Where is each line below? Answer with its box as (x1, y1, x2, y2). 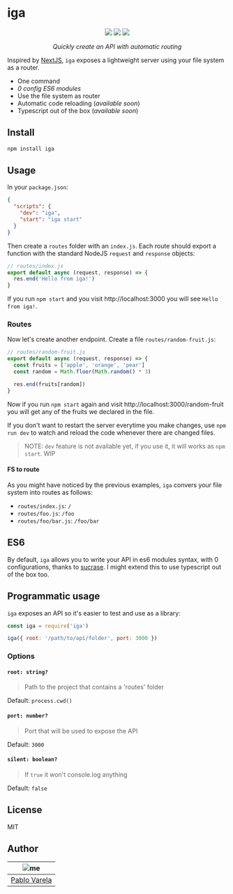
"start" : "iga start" (20, 216, 82, 223)
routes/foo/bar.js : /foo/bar (17, 516, 100, 525)
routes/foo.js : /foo (17, 509, 75, 517)
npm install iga (7, 145, 54, 152)
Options (7, 651, 35, 661)
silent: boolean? (7, 756, 58, 763)
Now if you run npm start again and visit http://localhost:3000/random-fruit (7, 400, 224, 408)
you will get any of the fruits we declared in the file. (7, 407, 155, 416)
